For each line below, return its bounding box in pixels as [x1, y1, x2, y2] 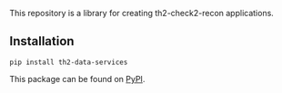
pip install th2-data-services [9, 58, 128, 67]
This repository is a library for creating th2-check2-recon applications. [9, 8, 275, 18]
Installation [9, 33, 75, 49]
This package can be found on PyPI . [9, 73, 146, 84]
